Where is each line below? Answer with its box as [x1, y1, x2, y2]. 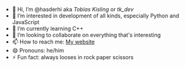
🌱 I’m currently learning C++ [12, 25, 84, 32]
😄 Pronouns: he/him [12, 47, 64, 54]
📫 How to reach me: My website [12, 38, 95, 45]
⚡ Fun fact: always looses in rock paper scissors [12, 54, 134, 60]
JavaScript [12, 19, 40, 25]
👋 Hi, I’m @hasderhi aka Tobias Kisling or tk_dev [12, 6, 134, 13]
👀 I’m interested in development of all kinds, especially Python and [12, 12, 180, 19]
